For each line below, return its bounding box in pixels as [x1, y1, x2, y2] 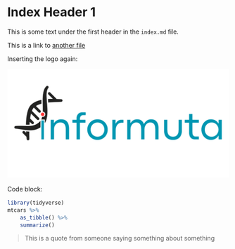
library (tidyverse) [7, 199, 65, 206]
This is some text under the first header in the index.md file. [7, 27, 179, 36]
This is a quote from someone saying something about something [24, 234, 215, 243]
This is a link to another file [7, 41, 86, 49]
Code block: [7, 184, 43, 193]
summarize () [20, 222, 55, 229]
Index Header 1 [7, 4, 96, 20]
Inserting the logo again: [7, 54, 78, 63]
